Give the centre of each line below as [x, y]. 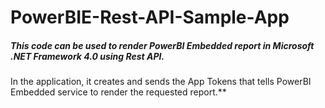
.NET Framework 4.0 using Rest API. [87, 56]
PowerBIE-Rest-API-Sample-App [150, 17]
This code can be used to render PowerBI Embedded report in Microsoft [162, 45]
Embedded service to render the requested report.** [118, 92]
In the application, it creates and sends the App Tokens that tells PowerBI [161, 82]
